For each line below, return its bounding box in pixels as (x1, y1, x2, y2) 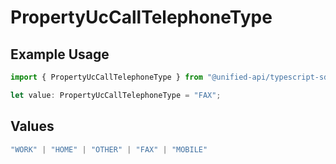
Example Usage (10, 46, 110, 63)
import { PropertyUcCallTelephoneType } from (10, 72, 203, 82)
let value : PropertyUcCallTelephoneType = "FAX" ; (10, 90, 222, 100)
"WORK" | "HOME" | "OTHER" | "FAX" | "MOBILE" (10, 144, 208, 155)
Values (10, 118, 55, 135)
